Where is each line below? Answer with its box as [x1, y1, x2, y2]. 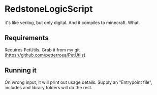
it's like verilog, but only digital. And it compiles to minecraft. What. [4, 20, 140, 25]
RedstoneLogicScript [4, 3, 93, 15]
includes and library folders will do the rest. [4, 84, 93, 90]
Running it [4, 66, 37, 74]
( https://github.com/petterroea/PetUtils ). [4, 52, 87, 58]
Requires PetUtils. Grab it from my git [4, 47, 80, 52]
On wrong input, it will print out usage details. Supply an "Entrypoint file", [4, 79, 153, 85]
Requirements [4, 34, 49, 42]
